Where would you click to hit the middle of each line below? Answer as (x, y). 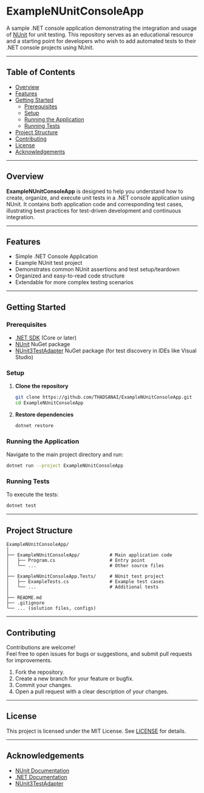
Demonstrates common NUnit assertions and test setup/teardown (97, 270)
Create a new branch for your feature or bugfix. (74, 678)
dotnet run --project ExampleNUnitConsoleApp (65, 466)
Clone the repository (42, 386)
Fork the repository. (40, 672)
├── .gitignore (25, 603)
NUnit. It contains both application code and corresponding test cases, (95, 204)
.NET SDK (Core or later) (46, 338)
